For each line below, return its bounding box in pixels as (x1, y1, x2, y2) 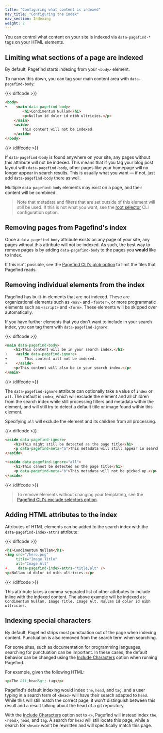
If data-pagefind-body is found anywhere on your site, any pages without (5, 154, 150, 160)
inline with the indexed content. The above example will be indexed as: (5, 594, 147, 599)
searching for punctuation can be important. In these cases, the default (5, 649, 147, 655)
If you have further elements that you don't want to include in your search (5, 319, 152, 325)
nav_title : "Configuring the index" (5, 12, 79, 17)
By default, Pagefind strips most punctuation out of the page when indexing (5, 629, 157, 635)
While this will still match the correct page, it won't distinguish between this (5, 697, 156, 703)
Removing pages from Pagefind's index (5, 224, 127, 232)
